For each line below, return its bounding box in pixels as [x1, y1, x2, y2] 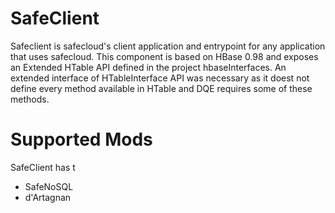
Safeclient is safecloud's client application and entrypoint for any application [10, 40, 326, 52]
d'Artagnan [24, 191, 72, 203]
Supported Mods [10, 128, 153, 151]
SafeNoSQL [24, 180, 74, 192]
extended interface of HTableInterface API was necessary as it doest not [10, 72, 310, 84]
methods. [10, 93, 50, 105]
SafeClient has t [10, 161, 76, 173]
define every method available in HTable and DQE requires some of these [10, 82, 313, 94]
